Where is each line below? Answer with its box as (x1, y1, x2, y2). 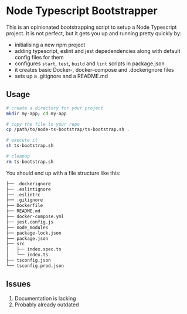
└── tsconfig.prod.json (6, 263, 64, 269)
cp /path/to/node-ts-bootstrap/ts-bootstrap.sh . (6, 126, 130, 133)
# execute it (6, 137, 38, 143)
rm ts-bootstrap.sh (6, 159, 54, 165)
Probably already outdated (14, 301, 79, 308)
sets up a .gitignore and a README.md (14, 72, 108, 79)
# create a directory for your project (6, 105, 104, 111)
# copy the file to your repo (6, 121, 80, 127)
